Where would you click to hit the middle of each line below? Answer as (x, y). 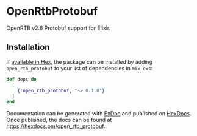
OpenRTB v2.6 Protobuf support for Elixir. (59, 28)
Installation (28, 47)
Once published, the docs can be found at (59, 120)
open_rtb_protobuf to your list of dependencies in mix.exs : (80, 68)
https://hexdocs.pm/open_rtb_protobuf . (56, 126)
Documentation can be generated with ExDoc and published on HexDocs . (99, 114)
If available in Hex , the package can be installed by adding (80, 61)
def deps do (21, 79)
